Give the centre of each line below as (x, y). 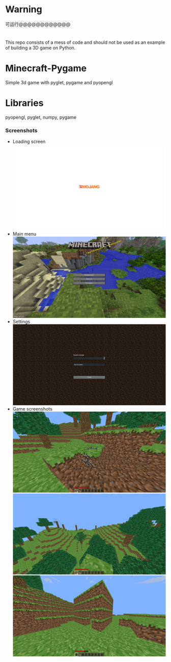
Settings (21, 321)
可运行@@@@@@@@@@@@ (38, 24)
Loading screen (29, 142)
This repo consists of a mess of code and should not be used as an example (85, 42)
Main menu (24, 234)
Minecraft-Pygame (46, 69)
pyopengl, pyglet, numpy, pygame (41, 117)
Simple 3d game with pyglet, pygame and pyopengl (59, 83)
